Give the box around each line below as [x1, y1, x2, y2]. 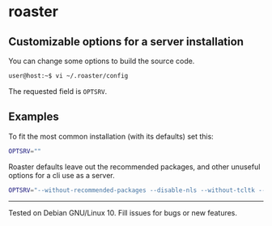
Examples [8, 110, 59, 124]
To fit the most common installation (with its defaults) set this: [8, 131, 215, 141]
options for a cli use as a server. [8, 170, 115, 180]
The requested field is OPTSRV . [8, 86, 108, 96]
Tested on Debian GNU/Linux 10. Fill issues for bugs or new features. [8, 208, 237, 218]
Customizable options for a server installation [8, 35, 244, 49]
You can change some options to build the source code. [8, 56, 195, 66]
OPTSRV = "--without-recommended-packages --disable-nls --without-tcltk [8, 185, 255, 194]
